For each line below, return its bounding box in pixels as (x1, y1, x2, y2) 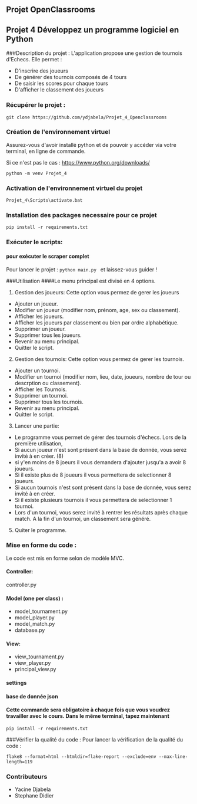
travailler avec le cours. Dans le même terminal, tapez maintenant (6, 713, 169, 720)
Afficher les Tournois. (14, 386, 67, 393)
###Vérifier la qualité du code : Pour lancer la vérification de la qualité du (6, 736, 183, 743)
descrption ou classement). (14, 379, 81, 386)
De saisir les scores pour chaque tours (14, 80, 109, 87)
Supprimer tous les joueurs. (14, 332, 82, 339)
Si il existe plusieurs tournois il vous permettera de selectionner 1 (14, 496, 172, 503)
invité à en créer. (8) (14, 452, 64, 460)
